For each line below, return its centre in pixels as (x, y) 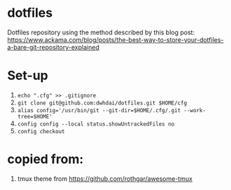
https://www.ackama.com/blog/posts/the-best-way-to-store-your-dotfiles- (115, 39)
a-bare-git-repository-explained (53, 47)
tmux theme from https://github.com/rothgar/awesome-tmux (105, 178)
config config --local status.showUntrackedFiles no (96, 124)
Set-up (28, 76)
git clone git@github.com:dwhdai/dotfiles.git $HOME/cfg (102, 103)
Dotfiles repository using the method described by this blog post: (101, 32)
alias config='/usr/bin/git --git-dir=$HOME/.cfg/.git (99, 110)
